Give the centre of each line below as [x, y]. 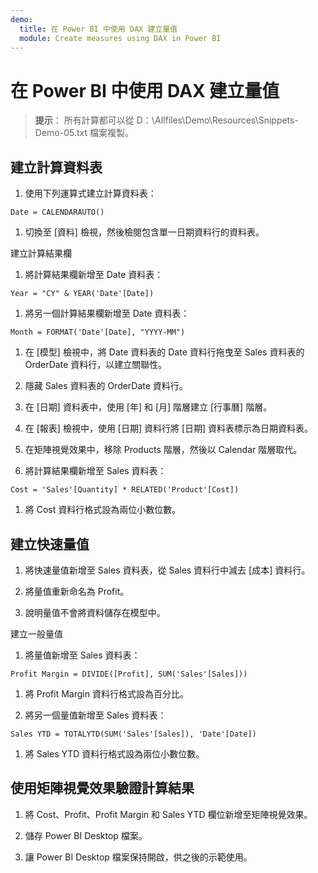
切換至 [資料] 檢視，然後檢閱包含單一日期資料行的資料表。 [144, 232]
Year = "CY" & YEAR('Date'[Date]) [82, 294]
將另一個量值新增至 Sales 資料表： [95, 715]
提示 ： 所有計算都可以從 [84, 120]
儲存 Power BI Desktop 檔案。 [86, 835]
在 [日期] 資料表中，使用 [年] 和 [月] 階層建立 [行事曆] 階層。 [148, 407]
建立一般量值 [36, 633]
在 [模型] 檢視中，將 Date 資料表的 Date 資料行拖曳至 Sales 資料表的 [164, 352]
